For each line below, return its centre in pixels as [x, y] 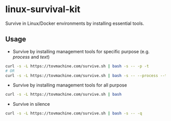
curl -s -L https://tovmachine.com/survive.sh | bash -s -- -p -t [77, 66]
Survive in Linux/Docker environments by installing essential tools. [75, 23]
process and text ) [31, 57]
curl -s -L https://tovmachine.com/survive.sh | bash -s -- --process [82, 75]
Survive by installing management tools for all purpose [70, 85]
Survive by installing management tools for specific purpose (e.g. [81, 51]
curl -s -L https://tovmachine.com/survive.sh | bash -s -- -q [74, 113]
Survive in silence [31, 104]
